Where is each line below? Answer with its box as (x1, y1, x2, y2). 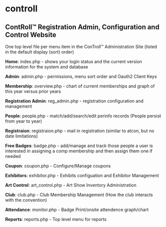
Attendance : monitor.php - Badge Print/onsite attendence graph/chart (5, 207, 149, 213)
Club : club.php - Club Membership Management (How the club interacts (5, 192, 153, 198)
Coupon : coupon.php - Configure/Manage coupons (5, 163, 111, 169)
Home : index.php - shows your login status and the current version (5, 59, 142, 65)
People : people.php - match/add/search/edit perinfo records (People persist (5, 113, 162, 119)
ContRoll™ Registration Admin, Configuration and (5, 23, 160, 31)
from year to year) (5, 118, 42, 124)
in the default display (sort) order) (5, 49, 74, 55)
